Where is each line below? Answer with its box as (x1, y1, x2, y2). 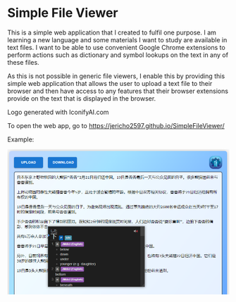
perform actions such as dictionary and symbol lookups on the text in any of (7, 51, 229, 59)
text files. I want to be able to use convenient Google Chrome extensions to (7, 43, 225, 51)
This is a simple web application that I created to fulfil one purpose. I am (7, 28, 217, 37)
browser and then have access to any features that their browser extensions (7, 87, 229, 95)
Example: (7, 135, 35, 144)
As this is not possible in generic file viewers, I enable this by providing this (7, 72, 225, 80)
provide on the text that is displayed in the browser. (7, 94, 156, 103)
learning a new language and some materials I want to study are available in (7, 35, 228, 44)
